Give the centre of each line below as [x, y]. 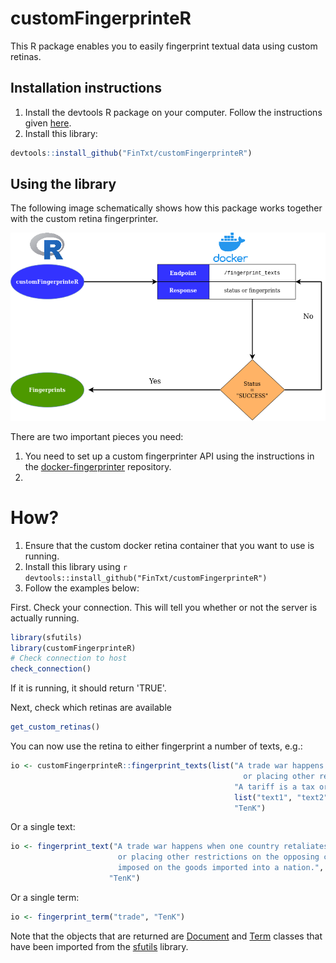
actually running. [45, 618]
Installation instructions [86, 88]
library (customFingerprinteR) [73, 648]
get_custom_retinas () [55, 727]
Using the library [63, 184]
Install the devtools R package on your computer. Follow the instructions [173, 112]
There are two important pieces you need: [97, 436]
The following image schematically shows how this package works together [166, 208]
